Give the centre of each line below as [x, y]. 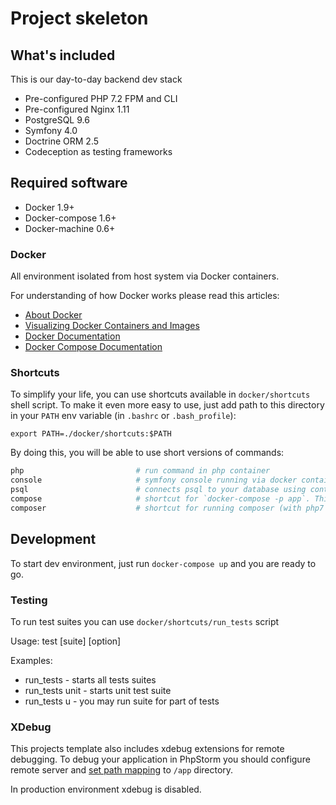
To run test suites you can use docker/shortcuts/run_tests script [145, 621]
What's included [63, 55]
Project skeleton [79, 18]
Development [53, 539]
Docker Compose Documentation [93, 347]
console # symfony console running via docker [154, 480]
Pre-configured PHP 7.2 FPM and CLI [101, 98]
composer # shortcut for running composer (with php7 [167, 508]
